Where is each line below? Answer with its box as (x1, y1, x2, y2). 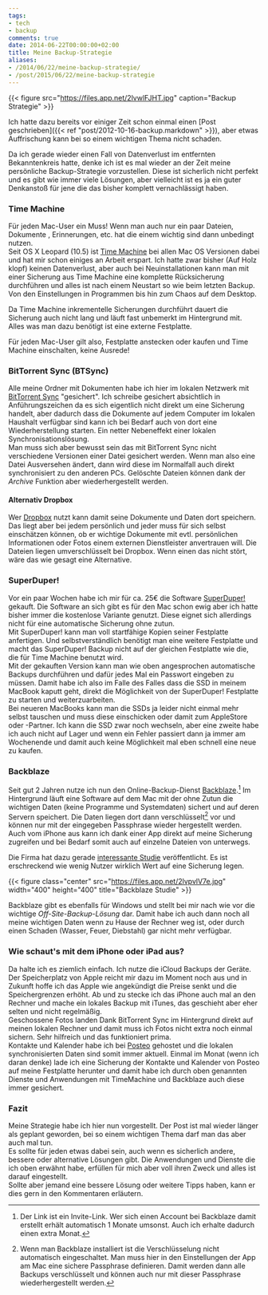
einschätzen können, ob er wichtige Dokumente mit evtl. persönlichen (8, 530, 238, 539)
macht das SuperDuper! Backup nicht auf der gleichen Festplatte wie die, (8, 644, 249, 653)
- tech (8, 19, 30, 27)
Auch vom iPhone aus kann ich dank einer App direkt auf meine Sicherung (8, 829, 253, 839)
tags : (8, 11, 26, 20)
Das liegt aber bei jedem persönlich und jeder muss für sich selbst (8, 521, 226, 531)
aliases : (8, 57, 37, 65)
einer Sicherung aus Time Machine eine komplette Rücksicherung (8, 272, 225, 282)
